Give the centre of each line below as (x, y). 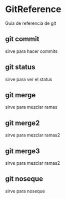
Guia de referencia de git (31, 23)
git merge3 (22, 151)
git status (20, 67)
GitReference (33, 9)
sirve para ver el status (29, 79)
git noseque (24, 179)
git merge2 (22, 123)
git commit (22, 39)
